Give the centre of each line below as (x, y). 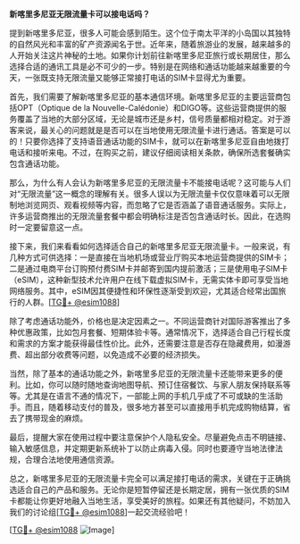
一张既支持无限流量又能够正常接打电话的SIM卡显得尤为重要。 (137, 78)
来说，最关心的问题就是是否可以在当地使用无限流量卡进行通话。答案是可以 (154, 130)
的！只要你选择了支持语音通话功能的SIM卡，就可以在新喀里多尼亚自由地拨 (146, 141)
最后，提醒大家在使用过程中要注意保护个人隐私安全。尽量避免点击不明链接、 (150, 437)
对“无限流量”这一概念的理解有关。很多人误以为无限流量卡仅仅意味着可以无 (146, 194)
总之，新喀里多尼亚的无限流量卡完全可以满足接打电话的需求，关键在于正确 (146, 478)
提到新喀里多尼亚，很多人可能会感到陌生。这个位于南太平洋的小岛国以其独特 (150, 33)
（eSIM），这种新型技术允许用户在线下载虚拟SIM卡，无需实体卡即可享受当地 (149, 280)
